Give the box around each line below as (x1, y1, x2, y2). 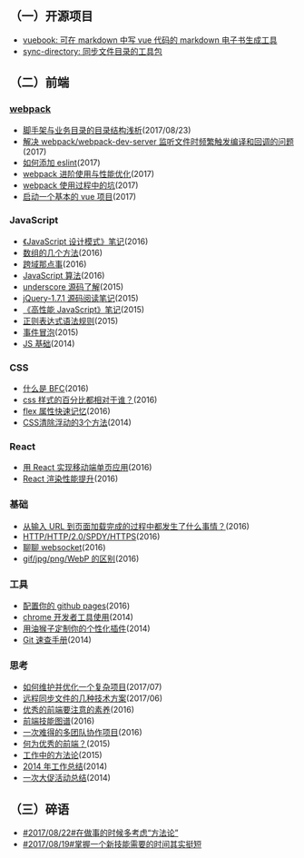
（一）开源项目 (9, 8, 93, 25)
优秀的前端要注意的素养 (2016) (22, 705, 134, 715)
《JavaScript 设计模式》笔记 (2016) (22, 235, 149, 247)
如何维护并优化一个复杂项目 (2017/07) (22, 682, 162, 693)
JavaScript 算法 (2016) (22, 270, 105, 281)
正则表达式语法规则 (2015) (22, 315, 119, 326)
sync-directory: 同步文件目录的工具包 (22, 45, 163, 56)
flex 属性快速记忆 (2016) (22, 406, 111, 417)
